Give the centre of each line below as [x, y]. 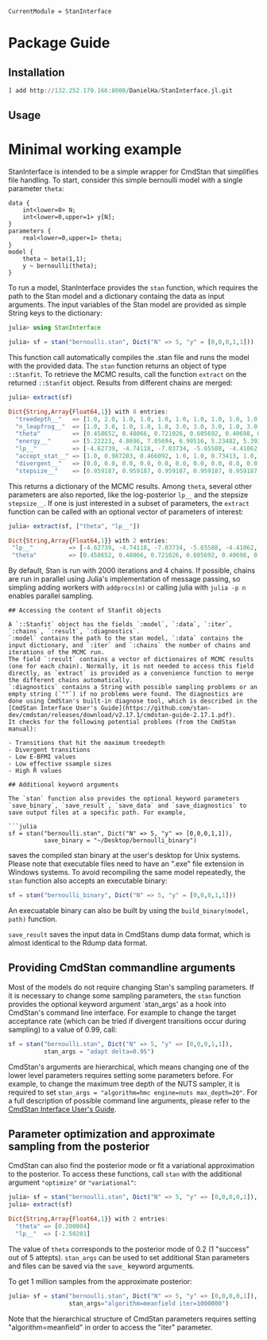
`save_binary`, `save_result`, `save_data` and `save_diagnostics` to [128, 806]
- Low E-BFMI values [43, 757]
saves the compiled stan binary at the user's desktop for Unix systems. [124, 856]
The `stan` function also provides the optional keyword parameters [124, 799]
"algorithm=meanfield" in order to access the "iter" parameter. [110, 1327]
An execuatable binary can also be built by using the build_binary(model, [129, 911]
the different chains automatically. [71, 680]
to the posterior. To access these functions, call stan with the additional [125, 1174]
